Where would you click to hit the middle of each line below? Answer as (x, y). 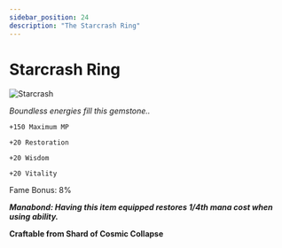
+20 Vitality (33, 174)
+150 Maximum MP (39, 128)
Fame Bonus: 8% (41, 190)
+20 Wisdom (29, 159)
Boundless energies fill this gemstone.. (80, 111)
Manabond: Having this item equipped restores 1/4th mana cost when (141, 207)
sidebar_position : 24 (49, 17)
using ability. (34, 217)
